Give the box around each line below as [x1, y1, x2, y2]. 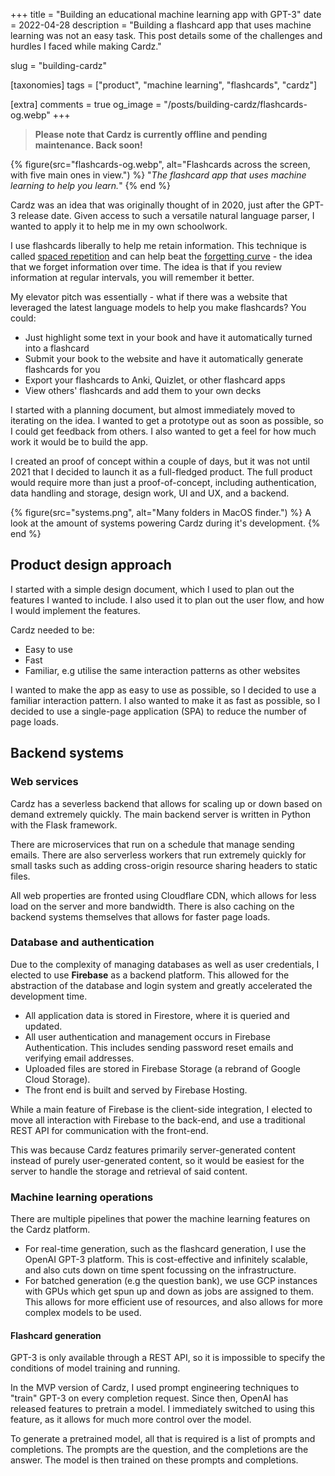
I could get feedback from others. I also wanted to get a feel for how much [10, 425, 317, 437]
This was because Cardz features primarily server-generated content [10, 1144, 296, 1156]
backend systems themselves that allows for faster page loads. [10, 910, 271, 923]
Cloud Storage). [24, 1073, 91, 1085]
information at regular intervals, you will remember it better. [10, 272, 255, 283]
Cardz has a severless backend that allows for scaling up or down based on [10, 797, 323, 809]
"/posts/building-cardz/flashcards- [163, 99, 308, 110]
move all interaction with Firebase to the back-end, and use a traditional [10, 1114, 306, 1126]
